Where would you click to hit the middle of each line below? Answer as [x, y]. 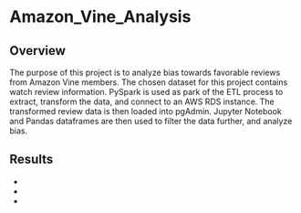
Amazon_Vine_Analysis [100, 17]
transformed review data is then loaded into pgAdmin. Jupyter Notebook [146, 111]
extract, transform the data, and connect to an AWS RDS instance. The [142, 101]
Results [31, 160]
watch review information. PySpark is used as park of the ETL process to [146, 92]
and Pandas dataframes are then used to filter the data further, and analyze [151, 121]
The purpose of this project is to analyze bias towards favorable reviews [145, 72]
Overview [38, 51]
